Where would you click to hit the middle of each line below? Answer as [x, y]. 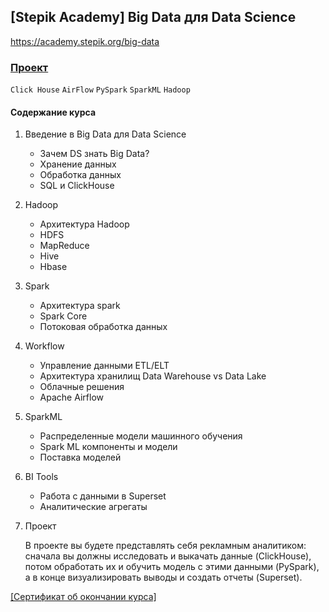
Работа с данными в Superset [103, 496]
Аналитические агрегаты [93, 507]
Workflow [44, 346]
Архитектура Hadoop [84, 224]
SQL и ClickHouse [77, 186]
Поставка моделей [80, 457]
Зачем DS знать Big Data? [94, 154]
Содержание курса [53, 112]
